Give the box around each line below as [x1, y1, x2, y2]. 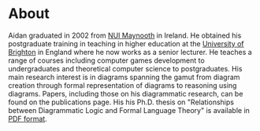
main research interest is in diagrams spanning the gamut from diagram [8, 72, 240, 82]
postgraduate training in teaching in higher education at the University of [8, 38, 244, 48]
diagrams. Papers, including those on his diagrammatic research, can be [8, 89, 243, 98]
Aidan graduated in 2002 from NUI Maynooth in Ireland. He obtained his [8, 31, 242, 40]
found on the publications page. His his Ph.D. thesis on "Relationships [8, 97, 235, 107]
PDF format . [8, 114, 47, 123]
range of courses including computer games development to [8, 56, 205, 65]
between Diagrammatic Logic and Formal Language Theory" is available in [8, 105, 251, 115]
